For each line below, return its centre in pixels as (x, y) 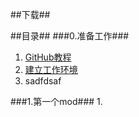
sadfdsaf (43, 81)
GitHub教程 (48, 57)
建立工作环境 (51, 69)
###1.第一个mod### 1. (56, 101)
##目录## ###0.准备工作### (70, 36)
